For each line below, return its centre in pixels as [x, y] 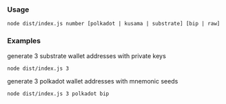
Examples [24, 41]
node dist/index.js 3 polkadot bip [58, 94]
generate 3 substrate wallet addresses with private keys [87, 55]
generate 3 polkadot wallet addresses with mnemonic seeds [93, 81]
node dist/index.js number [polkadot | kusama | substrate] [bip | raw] [114, 24]
